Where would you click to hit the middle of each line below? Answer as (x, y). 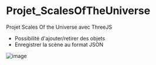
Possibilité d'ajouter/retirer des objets (60, 38)
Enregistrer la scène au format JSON (59, 45)
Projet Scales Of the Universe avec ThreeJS (59, 27)
